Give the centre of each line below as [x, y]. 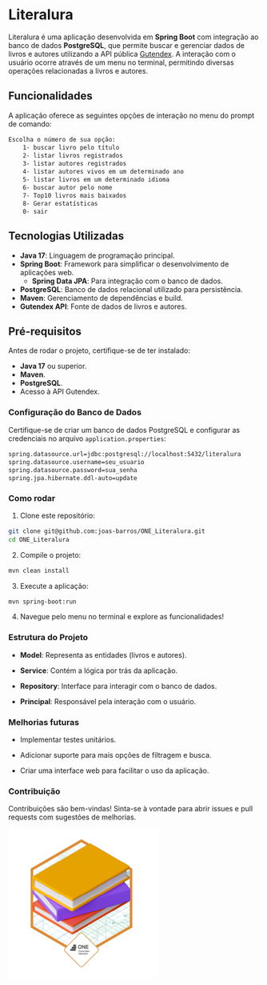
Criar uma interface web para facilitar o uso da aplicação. [114, 771]
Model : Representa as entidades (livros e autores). [103, 655]
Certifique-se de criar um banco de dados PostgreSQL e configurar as [124, 430]
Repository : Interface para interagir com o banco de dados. [118, 686]
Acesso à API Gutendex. [60, 392]
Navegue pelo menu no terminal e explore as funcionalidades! [122, 617]
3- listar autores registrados [75, 163]
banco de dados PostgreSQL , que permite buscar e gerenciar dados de [127, 45]
